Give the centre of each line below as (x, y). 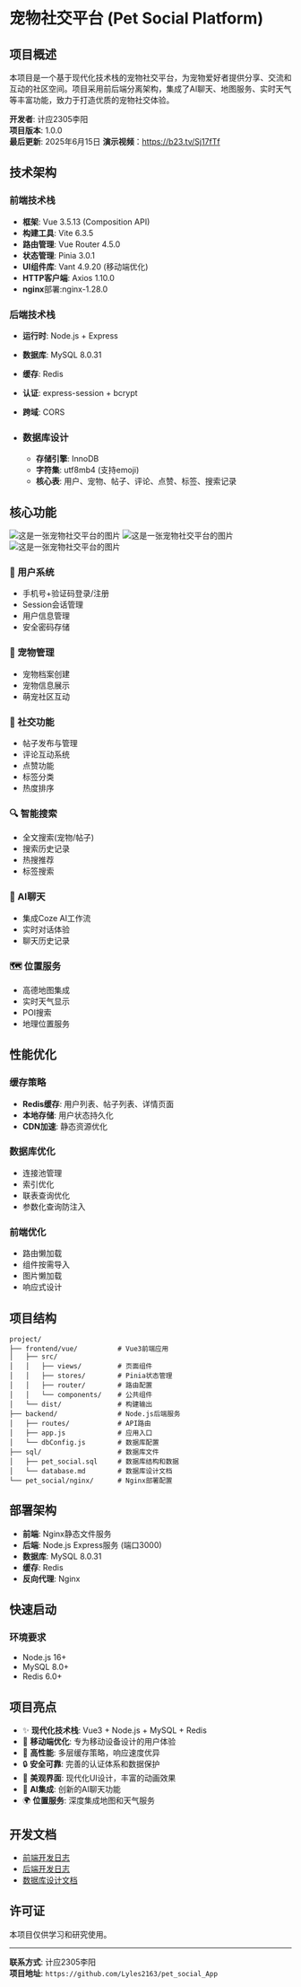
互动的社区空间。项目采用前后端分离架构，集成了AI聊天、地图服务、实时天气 (150, 89)
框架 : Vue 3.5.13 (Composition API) (86, 222)
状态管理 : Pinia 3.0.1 (59, 255)
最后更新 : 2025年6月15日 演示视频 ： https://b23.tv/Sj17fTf (115, 141)
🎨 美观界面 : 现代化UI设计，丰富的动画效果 (99, 1778)
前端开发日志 (46, 1858)
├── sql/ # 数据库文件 (84, 1452)
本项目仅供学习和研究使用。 (60, 1934)
